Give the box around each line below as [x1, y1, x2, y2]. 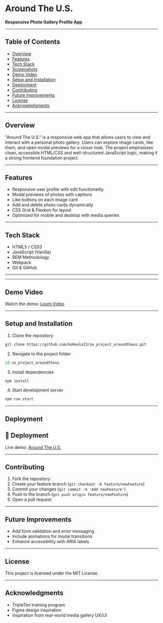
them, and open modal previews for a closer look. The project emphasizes [5, 144, 154, 150]
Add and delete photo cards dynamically [12, 202, 93, 208]
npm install [5, 378, 29, 383]
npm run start [5, 397, 34, 402]
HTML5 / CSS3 [12, 244, 42, 250]
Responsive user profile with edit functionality [12, 186, 104, 193]
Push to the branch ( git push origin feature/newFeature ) [12, 491, 129, 497]
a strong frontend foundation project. [5, 155, 79, 161]
